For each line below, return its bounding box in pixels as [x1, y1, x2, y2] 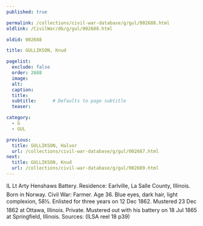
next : [6, 154, 20, 160]
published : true [6, 9, 47, 15]
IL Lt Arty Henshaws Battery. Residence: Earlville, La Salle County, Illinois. [6, 182, 190, 189]
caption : [12, 86, 34, 93]
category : [6, 115, 32, 121]
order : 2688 [12, 70, 43, 76]
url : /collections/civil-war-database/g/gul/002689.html [12, 165, 159, 171]
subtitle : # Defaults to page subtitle [12, 98, 126, 104]
